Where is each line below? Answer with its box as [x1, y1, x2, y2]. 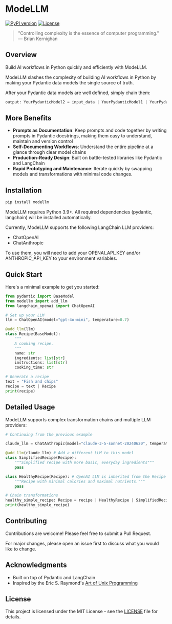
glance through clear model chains [12, 149, 87, 155]
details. [5, 614, 21, 620]
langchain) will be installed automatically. [5, 215, 92, 221]
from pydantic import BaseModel [5, 294, 74, 299]
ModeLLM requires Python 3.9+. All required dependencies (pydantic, [5, 209, 153, 215]
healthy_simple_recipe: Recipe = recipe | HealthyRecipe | [5, 497, 134, 503]
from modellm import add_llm [5, 298, 68, 304]
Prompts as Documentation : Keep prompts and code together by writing [12, 127, 167, 134]
